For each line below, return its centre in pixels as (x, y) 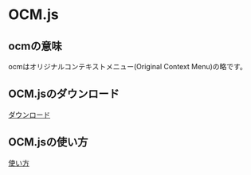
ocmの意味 (35, 46)
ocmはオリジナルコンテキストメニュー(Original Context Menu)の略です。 (127, 66)
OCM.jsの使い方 (48, 142)
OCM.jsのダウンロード (64, 94)
